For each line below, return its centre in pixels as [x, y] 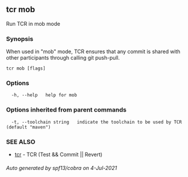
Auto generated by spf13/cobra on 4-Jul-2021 [61, 168]
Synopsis [20, 39]
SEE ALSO [21, 141]
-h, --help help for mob [44, 95]
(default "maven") [28, 127]
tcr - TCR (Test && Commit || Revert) [58, 155]
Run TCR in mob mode [33, 23]
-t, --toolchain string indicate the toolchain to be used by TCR [97, 122]
